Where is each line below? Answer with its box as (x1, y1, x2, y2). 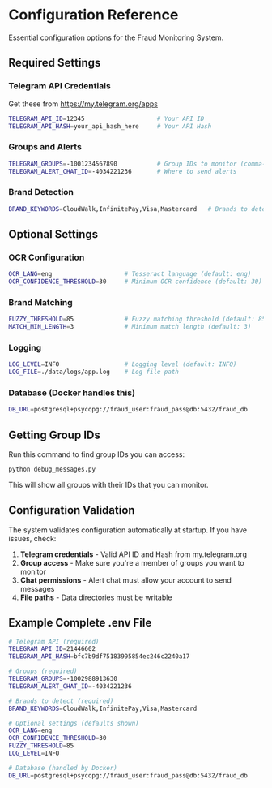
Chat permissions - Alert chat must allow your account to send (19, 575, 232, 585)
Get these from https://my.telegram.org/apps (8, 99, 158, 109)
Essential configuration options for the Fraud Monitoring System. (8, 32, 224, 42)
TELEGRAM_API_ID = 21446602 (8, 645, 96, 653)
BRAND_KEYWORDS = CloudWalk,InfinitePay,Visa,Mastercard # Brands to (8, 205, 249, 213)
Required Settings (8, 56, 101, 70)
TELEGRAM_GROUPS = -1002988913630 (8, 675, 117, 683)
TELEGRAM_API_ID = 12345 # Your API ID (8, 114, 205, 123)
